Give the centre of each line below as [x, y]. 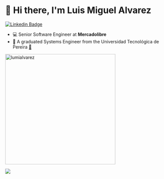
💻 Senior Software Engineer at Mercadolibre [59, 34]
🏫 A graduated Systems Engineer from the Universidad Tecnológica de [86, 41]
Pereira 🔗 [22, 47]
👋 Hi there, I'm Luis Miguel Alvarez [78, 10]
